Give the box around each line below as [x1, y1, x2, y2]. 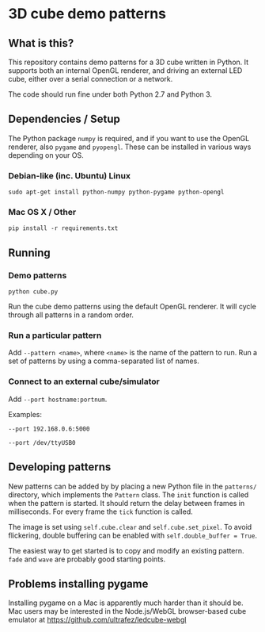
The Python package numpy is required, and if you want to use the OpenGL [8, 133, 250, 143]
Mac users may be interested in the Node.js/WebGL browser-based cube [8, 607, 247, 616]
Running [8, 246, 51, 259]
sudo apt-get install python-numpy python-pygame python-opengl [8, 188, 225, 197]
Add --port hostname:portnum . [8, 394, 108, 404]
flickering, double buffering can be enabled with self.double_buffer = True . [8, 530, 257, 540]
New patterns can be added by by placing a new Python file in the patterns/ [8, 481, 257, 491]
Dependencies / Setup [8, 113, 120, 126]
